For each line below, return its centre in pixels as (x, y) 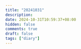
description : (19, 15)
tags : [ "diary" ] (22, 39)
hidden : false (20, 24)
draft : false (19, 34)
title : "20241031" (25, 10)
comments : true (21, 29)
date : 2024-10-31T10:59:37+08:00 (41, 19)
